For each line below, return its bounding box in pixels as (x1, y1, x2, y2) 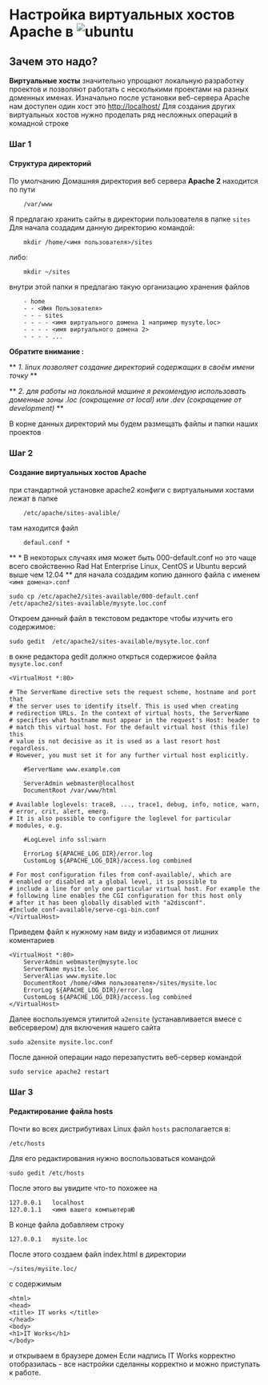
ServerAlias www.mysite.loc (23, 973, 117, 981)
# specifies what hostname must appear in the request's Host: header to (9, 717, 261, 725)
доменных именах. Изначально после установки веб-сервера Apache (9, 93, 250, 102)
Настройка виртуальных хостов (9, 6, 235, 24)
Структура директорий (9, 158, 91, 168)
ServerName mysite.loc (23, 965, 99, 973)
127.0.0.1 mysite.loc (9, 1236, 89, 1244)
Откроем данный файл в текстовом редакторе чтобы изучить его (9, 614, 234, 623)
